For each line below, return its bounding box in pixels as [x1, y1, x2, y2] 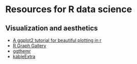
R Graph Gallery [12, 43, 47, 49]
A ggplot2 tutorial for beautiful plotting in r [12, 37, 102, 43]
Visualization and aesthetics [5, 24, 98, 33]
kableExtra [12, 53, 36, 59]
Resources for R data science [5, 4, 132, 15]
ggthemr [12, 48, 31, 54]
